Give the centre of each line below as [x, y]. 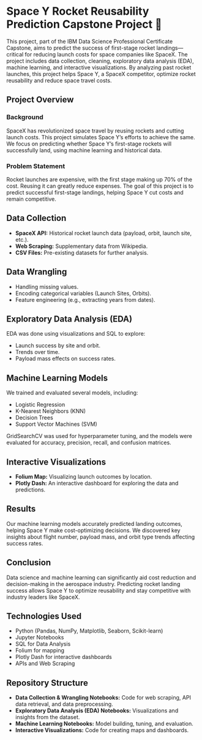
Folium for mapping [40, 650]
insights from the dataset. [47, 717]
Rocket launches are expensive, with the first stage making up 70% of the [99, 179]
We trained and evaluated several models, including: [72, 393]
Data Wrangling [37, 272]
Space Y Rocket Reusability [78, 11]
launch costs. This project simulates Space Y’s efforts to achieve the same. [101, 137]
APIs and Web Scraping [45, 663]
